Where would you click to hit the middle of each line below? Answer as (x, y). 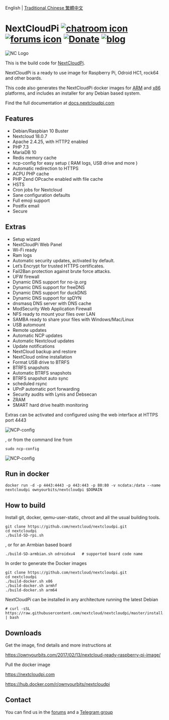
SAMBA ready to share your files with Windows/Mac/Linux (73, 319)
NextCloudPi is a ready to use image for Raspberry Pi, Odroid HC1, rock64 (82, 73)
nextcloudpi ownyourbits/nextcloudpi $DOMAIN (54, 490)
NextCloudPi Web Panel (37, 244)
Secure (20, 211)
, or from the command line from (39, 440)
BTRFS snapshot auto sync (40, 378)
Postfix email (26, 205)
